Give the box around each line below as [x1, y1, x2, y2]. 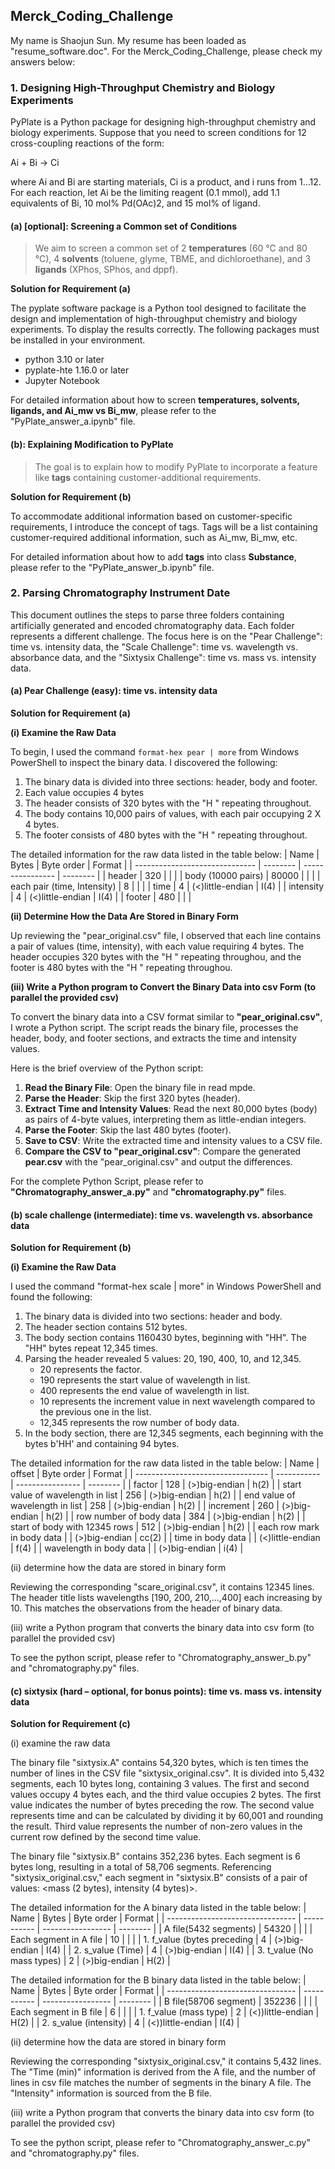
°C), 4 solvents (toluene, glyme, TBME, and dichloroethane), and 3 [34, 253, 312, 265]
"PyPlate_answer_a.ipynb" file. [10, 415, 136, 428]
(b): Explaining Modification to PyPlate [10, 438, 174, 450]
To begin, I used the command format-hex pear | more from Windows [10, 746, 300, 758]
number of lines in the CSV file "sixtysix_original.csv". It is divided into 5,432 [10, 1767, 325, 1779]
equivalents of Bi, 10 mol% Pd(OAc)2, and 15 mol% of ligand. [10, 197, 261, 209]
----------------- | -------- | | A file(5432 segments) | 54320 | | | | [42, 1923, 313, 1935]
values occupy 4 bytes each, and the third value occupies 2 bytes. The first [10, 1789, 322, 1801]
